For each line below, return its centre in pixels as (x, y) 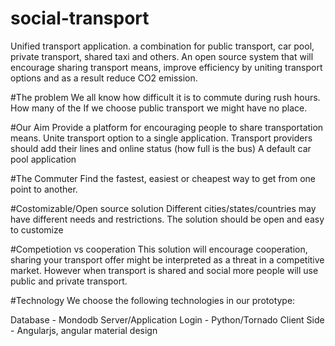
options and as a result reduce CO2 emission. (104, 78)
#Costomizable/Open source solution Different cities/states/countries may (163, 208)
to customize (37, 229)
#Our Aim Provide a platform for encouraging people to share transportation (167, 127)
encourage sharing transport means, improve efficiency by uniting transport (166, 67)
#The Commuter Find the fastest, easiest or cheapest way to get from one (163, 178)
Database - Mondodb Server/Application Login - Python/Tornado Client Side (167, 319)
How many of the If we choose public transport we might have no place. (159, 108)
